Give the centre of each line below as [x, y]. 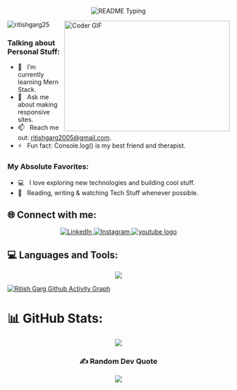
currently [31, 75]
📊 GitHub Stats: [55, 319]
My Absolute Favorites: [48, 167]
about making [37, 105]
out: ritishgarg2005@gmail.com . [64, 138]
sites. [25, 119]
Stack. [27, 90]
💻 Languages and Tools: [63, 255]
